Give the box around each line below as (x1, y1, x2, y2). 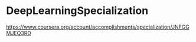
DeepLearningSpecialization (6, 4, 149, 17)
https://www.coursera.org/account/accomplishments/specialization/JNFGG (6, 23, 190, 30)
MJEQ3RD (6, 29, 31, 36)
